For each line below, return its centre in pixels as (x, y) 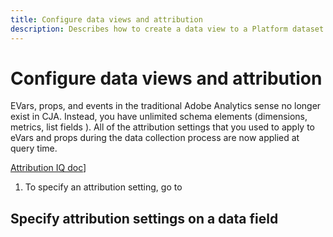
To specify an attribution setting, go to (103, 187)
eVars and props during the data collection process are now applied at (155, 138)
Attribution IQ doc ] (48, 168)
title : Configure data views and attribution (106, 19)
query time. (34, 148)
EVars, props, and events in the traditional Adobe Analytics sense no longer (166, 106)
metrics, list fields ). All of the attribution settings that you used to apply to (162, 127)
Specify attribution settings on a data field (144, 218)
